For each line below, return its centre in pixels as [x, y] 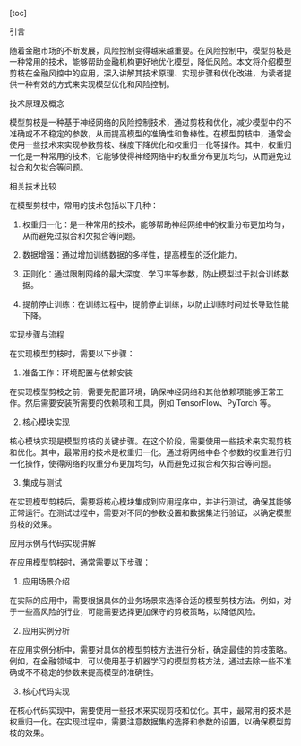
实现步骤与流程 [37, 334]
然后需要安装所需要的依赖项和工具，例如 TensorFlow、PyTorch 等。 [150, 403]
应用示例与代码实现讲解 [52, 543]
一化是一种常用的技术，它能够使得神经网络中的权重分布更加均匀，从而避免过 [150, 156]
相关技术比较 [33, 186]
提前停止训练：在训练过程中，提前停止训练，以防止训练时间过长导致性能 [155, 304]
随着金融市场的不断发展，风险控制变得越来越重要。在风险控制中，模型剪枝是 [150, 50]
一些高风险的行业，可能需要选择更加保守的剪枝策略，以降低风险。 [138, 611]
